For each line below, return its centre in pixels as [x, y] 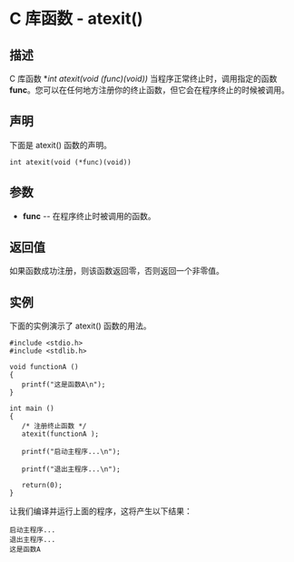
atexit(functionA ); [60, 434]
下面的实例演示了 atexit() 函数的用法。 [80, 326]
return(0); [42, 486]
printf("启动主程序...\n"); [71, 452]
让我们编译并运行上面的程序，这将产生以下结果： [101, 511]
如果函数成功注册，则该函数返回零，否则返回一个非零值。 [117, 271]
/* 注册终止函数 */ [54, 427]
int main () [32, 409]
